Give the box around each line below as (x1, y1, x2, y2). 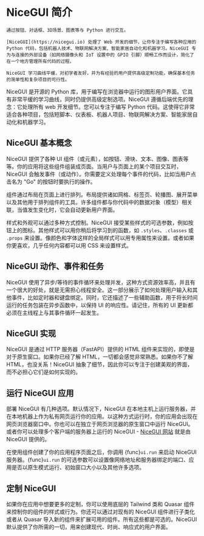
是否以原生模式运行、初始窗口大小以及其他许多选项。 (11, 464, 144, 471)
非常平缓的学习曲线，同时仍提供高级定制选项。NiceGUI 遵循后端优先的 (11, 95, 188, 103)
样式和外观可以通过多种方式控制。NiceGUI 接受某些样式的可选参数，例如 (6, 219, 188, 226)
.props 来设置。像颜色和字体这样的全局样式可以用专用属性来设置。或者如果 (6, 234, 194, 241)
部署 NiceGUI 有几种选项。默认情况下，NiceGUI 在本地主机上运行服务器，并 (6, 405, 196, 413)
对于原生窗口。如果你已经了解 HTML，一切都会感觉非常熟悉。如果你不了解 (6, 353, 193, 360)
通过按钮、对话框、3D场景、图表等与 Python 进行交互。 (6, 27, 129, 33)
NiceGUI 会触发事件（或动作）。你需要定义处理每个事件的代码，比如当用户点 (6, 170, 196, 177)
